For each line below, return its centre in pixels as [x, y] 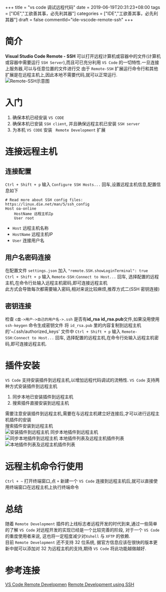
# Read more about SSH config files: [44, 200]
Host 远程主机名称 [30, 228]
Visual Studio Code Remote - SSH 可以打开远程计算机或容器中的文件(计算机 [83, 56]
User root [24, 218]
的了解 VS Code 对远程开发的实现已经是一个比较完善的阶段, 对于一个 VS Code [83, 530]
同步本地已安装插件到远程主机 [43, 397]
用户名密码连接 [28, 257]
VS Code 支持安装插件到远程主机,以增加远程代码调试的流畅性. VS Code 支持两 [83, 380]
